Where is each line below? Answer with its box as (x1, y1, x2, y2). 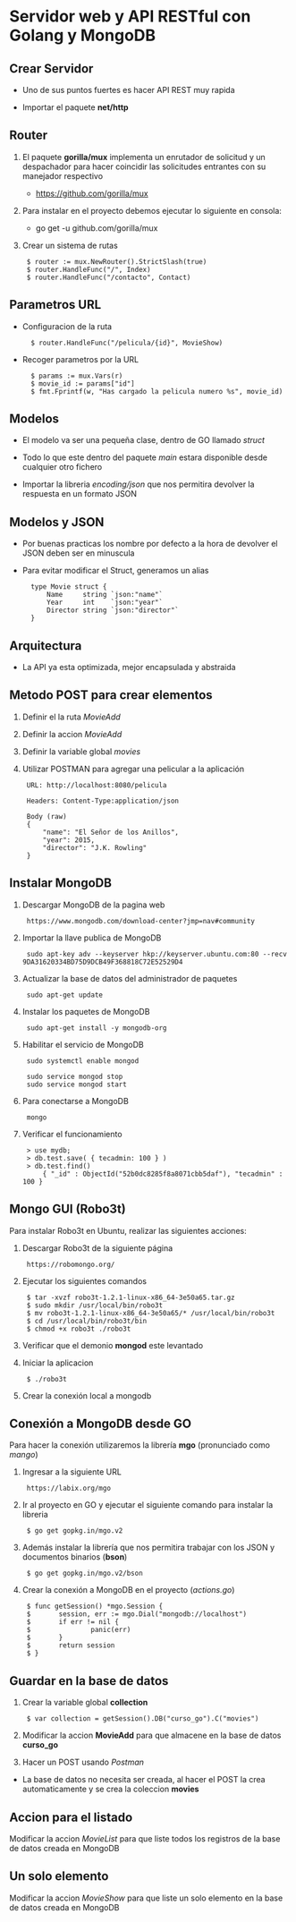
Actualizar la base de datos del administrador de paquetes (21, 973, 238, 983)
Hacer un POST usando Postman (21, 1756, 145, 1768)
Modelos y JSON (9, 515, 105, 530)
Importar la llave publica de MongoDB (21, 932, 162, 943)
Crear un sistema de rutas (21, 240, 118, 251)
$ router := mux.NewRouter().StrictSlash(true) (26, 257, 207, 266)
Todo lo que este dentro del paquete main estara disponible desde (21, 452, 268, 463)
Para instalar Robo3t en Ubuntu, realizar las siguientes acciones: (9, 1225, 248, 1236)
